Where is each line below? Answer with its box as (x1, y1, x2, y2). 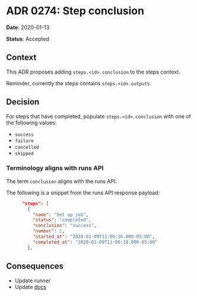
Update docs (14, 283, 47, 290)
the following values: (6, 119, 57, 126)
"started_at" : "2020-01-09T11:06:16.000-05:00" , (32, 234, 155, 240)
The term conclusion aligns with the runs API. (6, 177, 117, 184)
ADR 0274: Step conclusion (6, 4, 144, 18)
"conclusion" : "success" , (32, 222, 97, 229)
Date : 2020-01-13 (6, 24, 50, 31)
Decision (6, 97, 40, 107)
